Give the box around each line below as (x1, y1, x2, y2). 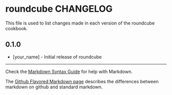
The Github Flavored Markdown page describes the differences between (5, 78, 159, 84)
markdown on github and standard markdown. (5, 84, 103, 90)
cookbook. (5, 25, 28, 31)
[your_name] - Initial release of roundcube (12, 54, 102, 60)
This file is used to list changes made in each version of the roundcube (5, 20, 155, 26)
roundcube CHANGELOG (5, 3, 113, 15)
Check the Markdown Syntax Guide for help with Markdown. (5, 68, 133, 75)
